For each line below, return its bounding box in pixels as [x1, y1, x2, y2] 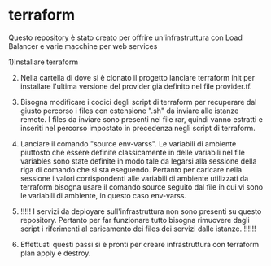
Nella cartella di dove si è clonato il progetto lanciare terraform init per [20, 72, 255, 82]
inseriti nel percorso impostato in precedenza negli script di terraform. [20, 123, 256, 133]
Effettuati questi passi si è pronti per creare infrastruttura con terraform [20, 239, 260, 249]
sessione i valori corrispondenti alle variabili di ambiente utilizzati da [20, 173, 249, 183]
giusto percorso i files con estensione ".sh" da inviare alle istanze [20, 106, 239, 116]
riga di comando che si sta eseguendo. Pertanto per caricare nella [20, 164, 243, 174]
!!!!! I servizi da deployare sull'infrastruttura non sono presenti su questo [20, 206, 262, 216]
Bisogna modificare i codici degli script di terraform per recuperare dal [20, 97, 257, 107]
